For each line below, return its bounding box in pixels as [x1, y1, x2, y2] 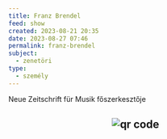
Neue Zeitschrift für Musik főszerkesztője [8, 94, 147, 103]
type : [8, 65, 27, 73]
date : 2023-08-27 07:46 [8, 34, 89, 43]
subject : [8, 49, 38, 57]
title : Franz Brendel [8, 11, 81, 20]
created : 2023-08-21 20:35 [8, 27, 99, 35]
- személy [15, 72, 48, 80]
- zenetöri [15, 57, 52, 65]
